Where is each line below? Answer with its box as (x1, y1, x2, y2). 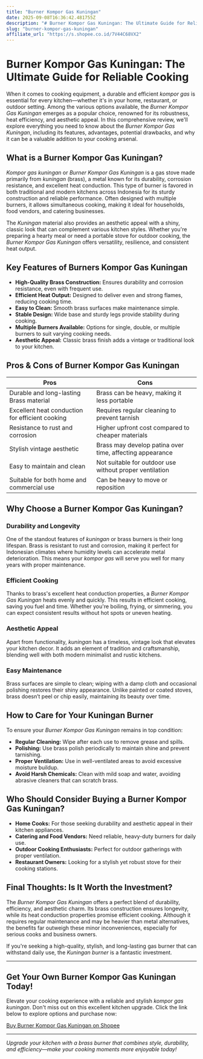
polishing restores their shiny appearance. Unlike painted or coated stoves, (6, 686, 193, 693)
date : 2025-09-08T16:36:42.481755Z (6, 15, 96, 21)
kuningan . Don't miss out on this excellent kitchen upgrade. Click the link (6, 1004, 188, 1011)
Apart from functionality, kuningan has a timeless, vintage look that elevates (6, 638, 196, 645)
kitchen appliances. (14, 826, 64, 833)
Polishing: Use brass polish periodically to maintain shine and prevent (14, 744, 190, 752)
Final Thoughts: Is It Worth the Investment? (6, 882, 173, 893)
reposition (96, 483, 125, 491)
